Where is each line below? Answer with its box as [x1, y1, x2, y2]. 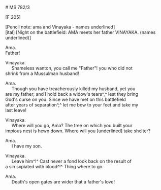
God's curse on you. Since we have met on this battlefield [5, 96, 126, 102]
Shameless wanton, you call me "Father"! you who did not [11, 65, 133, 71]
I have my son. [11, 143, 42, 149]
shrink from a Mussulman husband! [5, 70, 80, 77]
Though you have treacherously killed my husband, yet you [11, 86, 136, 92]
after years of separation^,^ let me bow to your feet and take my [5, 102, 139, 108]
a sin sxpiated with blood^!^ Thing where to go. [5, 164, 104, 169]
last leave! [5, 107, 27, 113]
